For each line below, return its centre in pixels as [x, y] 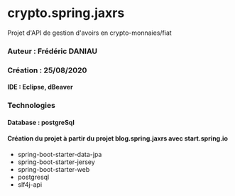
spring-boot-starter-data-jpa [60, 155]
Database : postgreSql [41, 122]
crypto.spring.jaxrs [66, 13]
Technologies [31, 106]
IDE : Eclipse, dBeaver [40, 87]
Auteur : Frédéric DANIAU [53, 51]
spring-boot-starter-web [54, 170]
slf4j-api [30, 185]
